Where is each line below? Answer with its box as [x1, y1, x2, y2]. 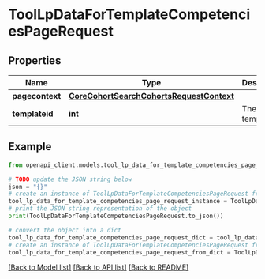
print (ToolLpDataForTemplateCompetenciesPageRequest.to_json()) [8, 212, 224, 221]
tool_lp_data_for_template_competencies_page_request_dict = [8, 233, 214, 242]
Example [8, 140, 52, 153]
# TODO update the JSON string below [8, 175, 132, 183]
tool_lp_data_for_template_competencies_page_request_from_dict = [8, 248, 231, 256]
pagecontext [12, 91, 62, 101]
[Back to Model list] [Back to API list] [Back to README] [8, 262, 189, 272]
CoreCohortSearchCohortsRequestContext [68, 91, 235, 101]
